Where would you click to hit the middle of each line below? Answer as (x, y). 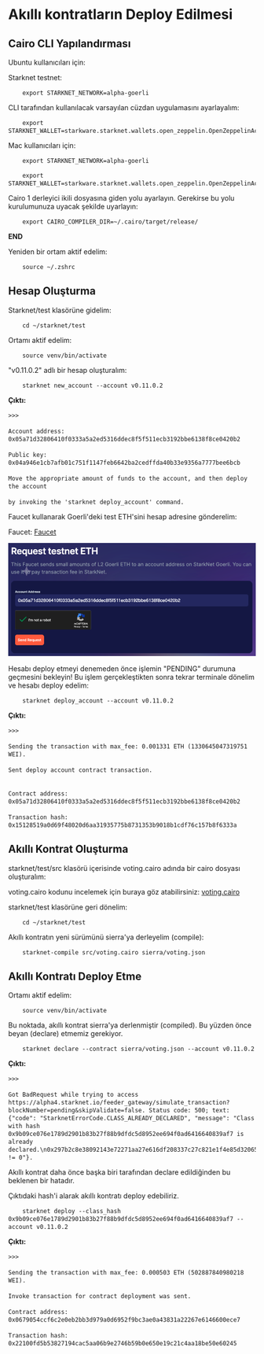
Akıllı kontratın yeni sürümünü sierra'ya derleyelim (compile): (106, 937)
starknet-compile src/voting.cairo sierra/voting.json (114, 952)
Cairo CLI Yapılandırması (70, 44)
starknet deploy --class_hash (72, 1212)
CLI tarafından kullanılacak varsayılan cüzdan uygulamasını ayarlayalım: (124, 107)
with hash (24, 1127)
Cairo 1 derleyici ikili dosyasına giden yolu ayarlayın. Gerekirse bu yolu (121, 198)
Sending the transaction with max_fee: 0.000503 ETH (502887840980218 (126, 1273)
